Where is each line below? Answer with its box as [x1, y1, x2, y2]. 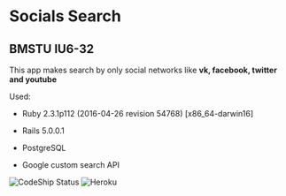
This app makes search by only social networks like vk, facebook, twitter [9, 64, 277, 75]
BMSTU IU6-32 [9, 41, 95, 57]
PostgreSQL [21, 143, 66, 153]
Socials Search [9, 6, 121, 26]
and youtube [9, 74, 58, 85]
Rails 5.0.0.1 [21, 125, 65, 136]
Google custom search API [21, 160, 120, 170]
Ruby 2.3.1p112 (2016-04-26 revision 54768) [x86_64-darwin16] [21, 109, 254, 118]
